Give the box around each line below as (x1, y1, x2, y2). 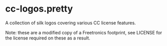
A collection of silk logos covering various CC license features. (5, 20, 136, 26)
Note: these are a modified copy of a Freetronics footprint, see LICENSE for (5, 29, 162, 35)
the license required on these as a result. (5, 35, 90, 41)
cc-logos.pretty (5, 3, 73, 15)
